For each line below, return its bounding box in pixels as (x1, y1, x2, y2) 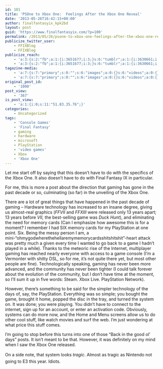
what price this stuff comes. (5, 322, 61, 328)
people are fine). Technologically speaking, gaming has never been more (5, 261, 151, 266)
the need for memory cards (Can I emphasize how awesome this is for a (5, 219, 149, 225)
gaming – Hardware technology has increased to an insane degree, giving (5, 204, 153, 210)
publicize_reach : (5, 52, 40, 57)
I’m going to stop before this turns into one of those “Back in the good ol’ (5, 331, 150, 337)
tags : (5, 115, 16, 121)
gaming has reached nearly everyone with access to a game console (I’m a (5, 250, 155, 256)
